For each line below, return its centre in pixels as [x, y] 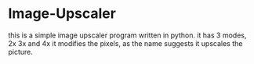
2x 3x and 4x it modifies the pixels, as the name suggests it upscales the [125, 43]
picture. [21, 52]
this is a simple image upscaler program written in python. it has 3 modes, [127, 35]
